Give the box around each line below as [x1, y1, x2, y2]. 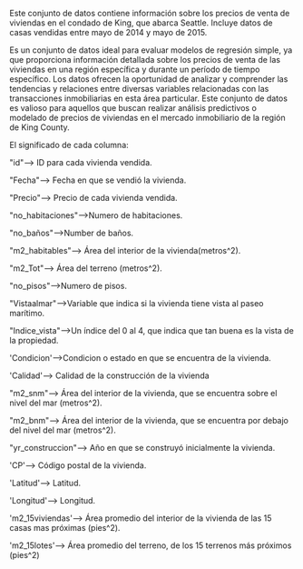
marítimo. [9, 308, 45, 318]
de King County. [9, 122, 70, 133]
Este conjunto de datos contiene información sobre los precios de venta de [9, 8, 290, 18]
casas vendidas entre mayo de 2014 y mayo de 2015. [9, 27, 208, 37]
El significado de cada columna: [9, 140, 129, 150]
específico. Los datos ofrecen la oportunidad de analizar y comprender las [9, 74, 288, 85]
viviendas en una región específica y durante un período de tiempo [9, 64, 260, 75]
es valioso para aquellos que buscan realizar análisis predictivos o [9, 103, 257, 113]
